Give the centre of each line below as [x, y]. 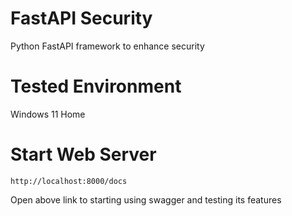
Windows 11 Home [48, 114]
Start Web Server [83, 154]
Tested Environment [96, 86]
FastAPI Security [81, 18]
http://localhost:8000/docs [69, 181]
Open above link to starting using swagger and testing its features [146, 199]
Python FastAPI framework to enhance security [107, 46]
